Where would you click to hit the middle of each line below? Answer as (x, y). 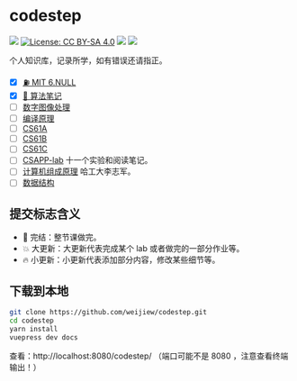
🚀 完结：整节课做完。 (62, 237)
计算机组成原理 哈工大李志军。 (79, 171)
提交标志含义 (45, 214)
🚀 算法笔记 (42, 95)
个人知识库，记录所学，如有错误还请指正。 (88, 60)
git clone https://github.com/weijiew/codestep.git (108, 313)
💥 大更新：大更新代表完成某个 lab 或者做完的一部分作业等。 (133, 249)
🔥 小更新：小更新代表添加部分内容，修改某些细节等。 (121, 260)
